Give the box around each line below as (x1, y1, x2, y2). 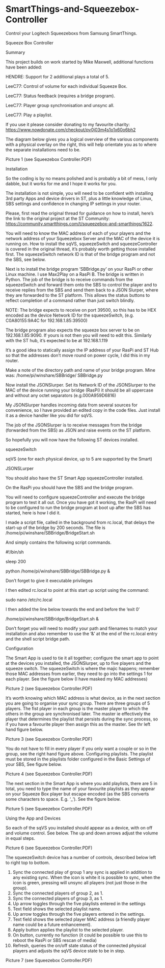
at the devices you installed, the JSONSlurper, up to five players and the (5, 660, 151, 666)
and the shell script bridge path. (5, 636, 70, 642)
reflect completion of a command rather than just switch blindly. (5, 297, 135, 303)
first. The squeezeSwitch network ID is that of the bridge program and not (5, 251, 155, 257)
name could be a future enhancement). (12, 921, 92, 928)
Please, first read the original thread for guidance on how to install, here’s (5, 210, 154, 216)
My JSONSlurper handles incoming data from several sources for (5, 402, 138, 408)
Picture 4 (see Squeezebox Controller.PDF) (5, 771, 93, 777)
